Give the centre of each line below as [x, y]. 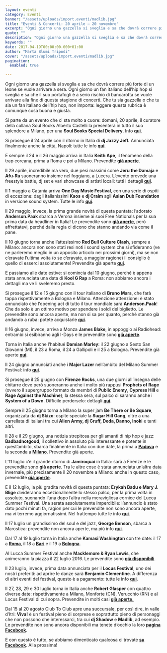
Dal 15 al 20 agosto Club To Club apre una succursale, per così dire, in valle [83, 609]
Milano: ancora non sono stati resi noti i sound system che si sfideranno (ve [83, 247]
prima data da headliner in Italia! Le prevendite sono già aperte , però [76, 222]
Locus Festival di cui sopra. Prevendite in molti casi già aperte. [70, 599]
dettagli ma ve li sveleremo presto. [41, 284]
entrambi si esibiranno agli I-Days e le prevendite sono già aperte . [73, 334]
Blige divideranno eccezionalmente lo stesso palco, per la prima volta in [79, 493]
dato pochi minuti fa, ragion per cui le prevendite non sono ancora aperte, [81, 508]
